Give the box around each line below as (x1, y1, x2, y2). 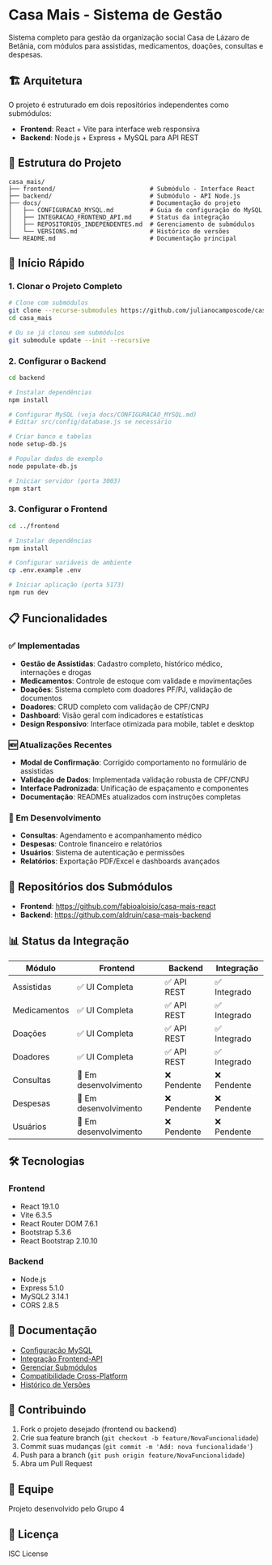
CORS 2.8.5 (19, 1300, 59, 1310)
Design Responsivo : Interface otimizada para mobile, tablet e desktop (19, 719, 255, 728)
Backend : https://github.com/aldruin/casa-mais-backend (19, 910, 212, 920)
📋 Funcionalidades (8, 612, 108, 625)
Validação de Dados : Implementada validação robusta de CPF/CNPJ (19, 774, 249, 784)
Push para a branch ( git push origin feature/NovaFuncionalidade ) (19, 1450, 245, 1460)
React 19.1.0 (19, 1201, 60, 1211)
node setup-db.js (8, 440, 67, 449)
